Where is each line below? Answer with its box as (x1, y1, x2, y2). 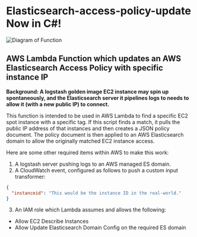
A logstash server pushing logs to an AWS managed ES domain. (14, 160, 171, 168)
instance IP (6, 72, 49, 83)
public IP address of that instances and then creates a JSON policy (6, 125, 170, 132)
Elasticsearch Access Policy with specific (6, 63, 163, 73)
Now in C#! (6, 17, 62, 30)
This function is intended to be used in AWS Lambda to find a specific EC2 (6, 112, 188, 119)
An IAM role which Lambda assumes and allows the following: (14, 206, 166, 213)
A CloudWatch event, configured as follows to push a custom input (14, 166, 179, 173)
